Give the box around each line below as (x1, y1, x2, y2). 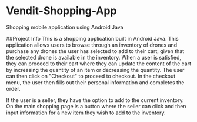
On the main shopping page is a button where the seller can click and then (6, 103, 186, 110)
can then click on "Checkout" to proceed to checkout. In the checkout (6, 72, 176, 80)
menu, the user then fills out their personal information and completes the (6, 78, 185, 86)
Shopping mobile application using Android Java (6, 24, 123, 31)
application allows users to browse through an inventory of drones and (6, 41, 178, 48)
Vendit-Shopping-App (6, 4, 117, 18)
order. (6, 85, 21, 92)
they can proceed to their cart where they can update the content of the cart (6, 60, 192, 67)
